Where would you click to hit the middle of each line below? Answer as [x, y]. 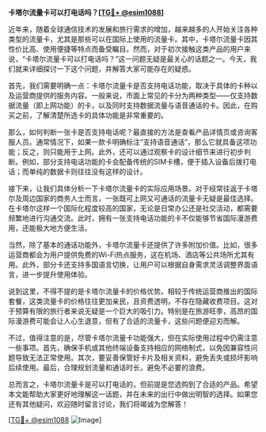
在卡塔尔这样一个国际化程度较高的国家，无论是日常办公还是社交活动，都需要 [133, 208]
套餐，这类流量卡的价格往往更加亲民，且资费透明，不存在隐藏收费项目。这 [129, 301]
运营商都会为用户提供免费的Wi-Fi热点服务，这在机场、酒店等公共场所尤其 [128, 255]
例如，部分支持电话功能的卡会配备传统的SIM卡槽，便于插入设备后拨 [132, 162]
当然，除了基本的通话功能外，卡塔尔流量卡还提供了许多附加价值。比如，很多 [133, 245]
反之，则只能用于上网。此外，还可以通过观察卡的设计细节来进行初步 [133, 152]
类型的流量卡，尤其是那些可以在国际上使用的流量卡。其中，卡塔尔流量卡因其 [133, 39]
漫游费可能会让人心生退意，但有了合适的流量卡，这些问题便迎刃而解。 [129, 321]
